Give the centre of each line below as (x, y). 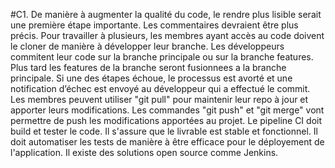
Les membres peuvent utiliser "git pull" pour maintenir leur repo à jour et (159, 99)
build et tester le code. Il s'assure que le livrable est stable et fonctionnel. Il (164, 131)
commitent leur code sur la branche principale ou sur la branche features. (162, 57)
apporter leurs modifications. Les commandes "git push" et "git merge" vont (167, 110)
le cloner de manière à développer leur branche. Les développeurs (147, 46)
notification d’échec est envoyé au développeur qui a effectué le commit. (160, 88)
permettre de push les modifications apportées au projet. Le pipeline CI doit (166, 120)
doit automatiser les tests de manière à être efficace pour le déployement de (167, 142)
